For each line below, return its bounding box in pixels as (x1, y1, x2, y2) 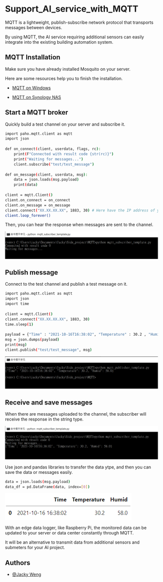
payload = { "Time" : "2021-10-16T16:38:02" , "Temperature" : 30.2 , (5, 332, 147, 337)
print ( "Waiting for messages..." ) (14, 157, 83, 162)
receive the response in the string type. (5, 416, 84, 422)
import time (5, 302, 29, 307)
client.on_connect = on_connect (5, 197, 70, 202)
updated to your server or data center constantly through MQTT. (5, 530, 134, 536)
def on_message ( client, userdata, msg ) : (5, 172, 88, 177)
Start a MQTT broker (5, 108, 68, 117)
